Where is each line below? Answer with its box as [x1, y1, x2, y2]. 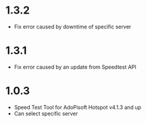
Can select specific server [14, 110, 78, 117]
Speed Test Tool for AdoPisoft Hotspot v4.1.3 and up [14, 103, 142, 111]
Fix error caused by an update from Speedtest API [14, 63, 137, 70]
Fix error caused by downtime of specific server [14, 23, 132, 30]
